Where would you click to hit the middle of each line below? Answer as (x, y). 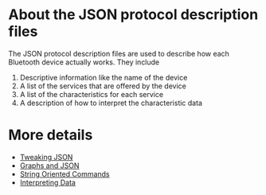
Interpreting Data (47, 182)
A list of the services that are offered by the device (103, 86)
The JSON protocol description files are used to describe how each (119, 53)
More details (51, 135)
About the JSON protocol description (133, 15)
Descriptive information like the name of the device (104, 77)
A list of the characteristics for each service (92, 94)
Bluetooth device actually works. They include (84, 62)
